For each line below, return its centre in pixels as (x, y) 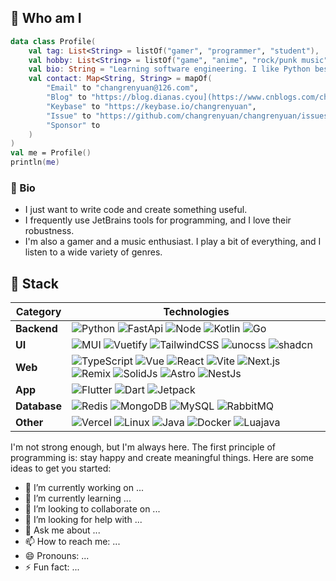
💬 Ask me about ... (62, 530)
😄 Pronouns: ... (57, 556)
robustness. (49, 231)
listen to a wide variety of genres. (93, 252)
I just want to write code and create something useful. (136, 210)
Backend (36, 329)
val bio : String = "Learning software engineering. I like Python (169, 69)
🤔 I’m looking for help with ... (83, 520)
